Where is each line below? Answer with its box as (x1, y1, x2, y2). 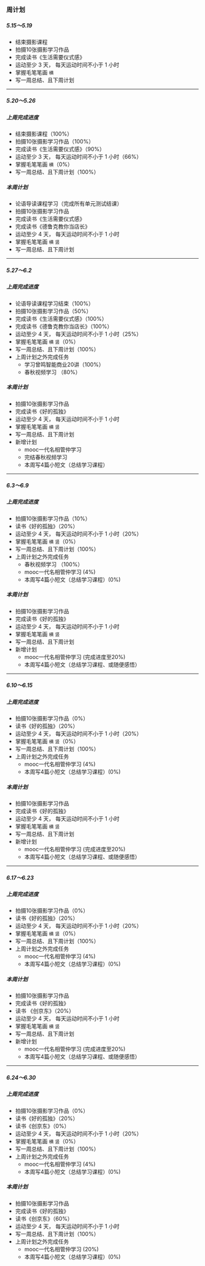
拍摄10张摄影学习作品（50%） (15, 307, 92, 315)
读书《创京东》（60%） (15, 1215, 73, 1222)
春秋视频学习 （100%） (24, 560, 84, 568)
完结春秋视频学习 (24, 453, 68, 461)
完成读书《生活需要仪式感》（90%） (15, 145, 106, 153)
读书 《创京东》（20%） (15, 1007, 74, 1015)
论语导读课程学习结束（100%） (15, 300, 94, 307)
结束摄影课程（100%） (15, 130, 73, 138)
